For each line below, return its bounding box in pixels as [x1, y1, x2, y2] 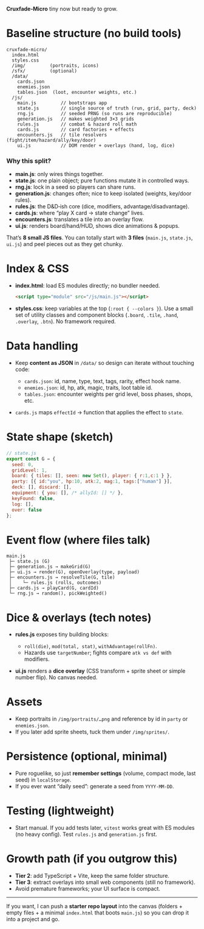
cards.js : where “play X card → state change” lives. [15, 210, 144, 217]
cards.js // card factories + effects [17, 126, 135, 133]
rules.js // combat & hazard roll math [17, 121, 137, 127]
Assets [6, 695, 42, 709]
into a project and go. [6, 916, 59, 923]
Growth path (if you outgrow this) [6, 852, 178, 866]
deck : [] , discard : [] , [12, 484, 72, 490]
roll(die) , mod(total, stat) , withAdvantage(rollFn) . [24, 643, 157, 650]
